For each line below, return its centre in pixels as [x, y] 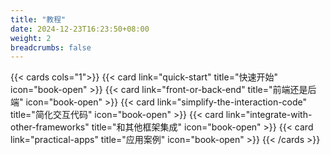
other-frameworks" [50, 127]
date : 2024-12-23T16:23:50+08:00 [80, 29]
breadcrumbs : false [51, 47]
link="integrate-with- [269, 115]
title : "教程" [38, 19]
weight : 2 [31, 38]
